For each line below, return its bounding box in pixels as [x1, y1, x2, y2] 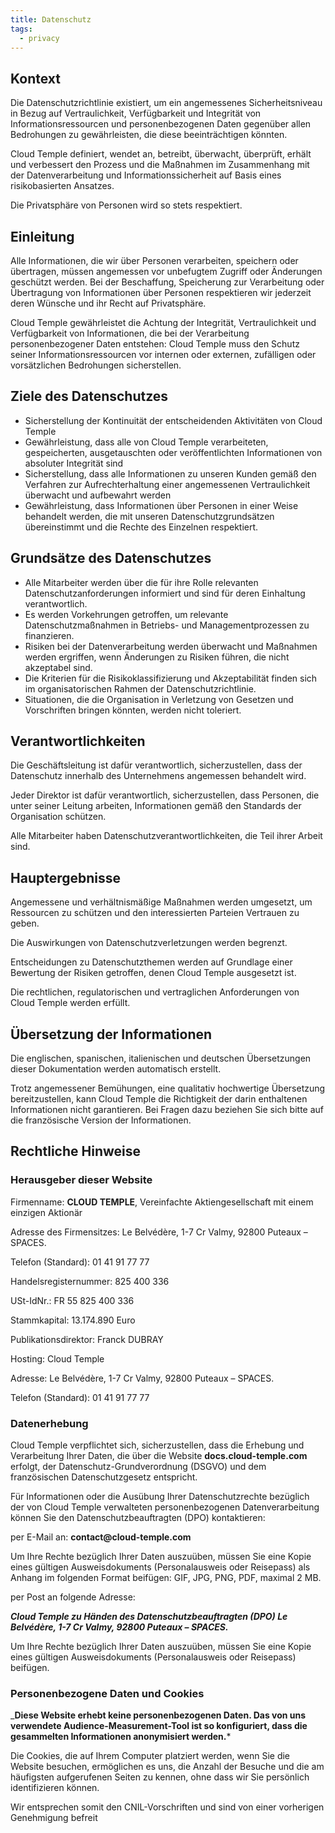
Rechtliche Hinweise [10, 1143, 142, 1160]
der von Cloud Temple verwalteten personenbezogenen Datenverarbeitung [10, 1501, 320, 1513]
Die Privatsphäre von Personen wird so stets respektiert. [10, 199, 243, 211]
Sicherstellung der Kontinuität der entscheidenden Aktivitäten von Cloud [24, 414, 323, 426]
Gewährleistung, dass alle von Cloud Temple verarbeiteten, [24, 436, 269, 448]
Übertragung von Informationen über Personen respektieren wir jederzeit [10, 287, 312, 298]
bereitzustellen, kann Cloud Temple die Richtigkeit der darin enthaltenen [10, 1093, 308, 1105]
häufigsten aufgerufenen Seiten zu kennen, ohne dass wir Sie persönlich [10, 1771, 310, 1783]
